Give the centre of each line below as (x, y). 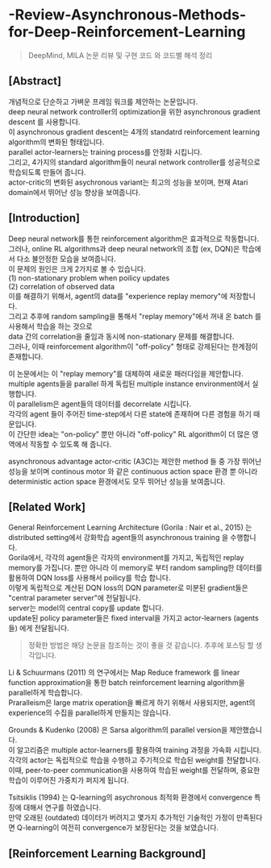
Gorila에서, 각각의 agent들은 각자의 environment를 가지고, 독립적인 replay (126, 558)
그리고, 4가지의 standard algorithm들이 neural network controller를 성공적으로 (134, 162)
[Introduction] (44, 218)
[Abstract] (35, 81)
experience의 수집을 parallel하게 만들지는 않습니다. (90, 713)
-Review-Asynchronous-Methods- (127, 15)
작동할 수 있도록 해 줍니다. (71, 444)
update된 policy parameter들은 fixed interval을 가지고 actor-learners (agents (134, 618)
